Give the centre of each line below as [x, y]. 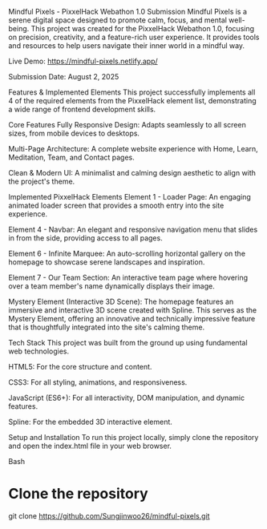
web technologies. [39, 351]
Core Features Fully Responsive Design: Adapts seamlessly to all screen [127, 125]
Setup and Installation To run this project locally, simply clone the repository [133, 437]
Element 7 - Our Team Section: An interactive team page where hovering [128, 277]
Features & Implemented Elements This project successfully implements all [132, 92]
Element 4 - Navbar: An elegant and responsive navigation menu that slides [133, 229]
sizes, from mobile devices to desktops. [74, 133]
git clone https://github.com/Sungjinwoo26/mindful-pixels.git [109, 515]
